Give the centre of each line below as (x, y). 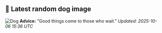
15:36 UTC (22, 26)
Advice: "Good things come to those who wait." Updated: (78, 21)
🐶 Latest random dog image (48, 9)
